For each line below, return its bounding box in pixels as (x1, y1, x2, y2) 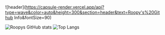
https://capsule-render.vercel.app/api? (25, 4, 105, 10)
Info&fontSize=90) (14, 15, 52, 20)
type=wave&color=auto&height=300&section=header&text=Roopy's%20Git (5, 9, 160, 15)
